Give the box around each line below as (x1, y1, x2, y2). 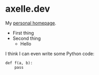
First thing (12, 30, 34, 36)
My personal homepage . (5, 20, 57, 26)
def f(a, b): (5, 60, 33, 65)
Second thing (12, 35, 41, 41)
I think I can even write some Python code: (5, 51, 95, 57)
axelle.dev (5, 3, 50, 15)
